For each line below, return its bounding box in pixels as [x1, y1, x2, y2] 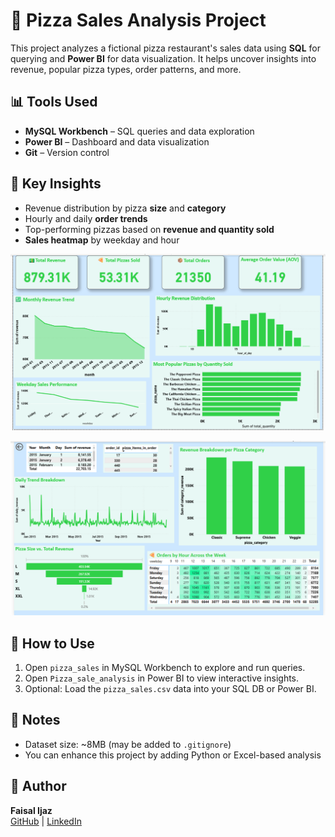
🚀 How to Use [10, 635, 95, 652]
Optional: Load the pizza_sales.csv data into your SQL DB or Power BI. [24, 682, 317, 694]
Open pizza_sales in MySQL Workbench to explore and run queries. [24, 661, 306, 673]
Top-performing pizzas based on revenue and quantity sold [24, 223, 275, 235]
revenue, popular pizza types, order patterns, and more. [10, 63, 242, 75]
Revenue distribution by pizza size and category [24, 202, 227, 214]
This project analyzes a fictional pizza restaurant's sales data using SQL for [10, 42, 321, 54]
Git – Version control [24, 146, 110, 158]
